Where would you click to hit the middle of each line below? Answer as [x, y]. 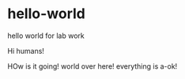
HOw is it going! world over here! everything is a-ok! [92, 66]
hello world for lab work [46, 36]
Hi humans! [26, 51]
